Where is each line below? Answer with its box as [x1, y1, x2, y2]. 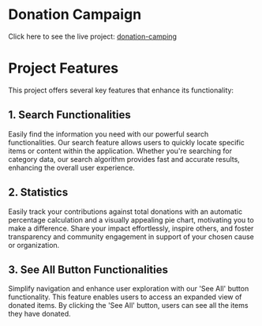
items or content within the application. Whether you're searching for [8, 146, 233, 156]
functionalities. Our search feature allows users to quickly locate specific [8, 137, 245, 147]
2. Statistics [8, 185, 69, 199]
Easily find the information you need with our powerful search [8, 129, 209, 139]
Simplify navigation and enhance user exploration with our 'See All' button [8, 284, 249, 294]
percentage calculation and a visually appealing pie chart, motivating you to [8, 215, 254, 224]
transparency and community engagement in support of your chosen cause [8, 231, 255, 242]
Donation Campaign [8, 6, 142, 24]
